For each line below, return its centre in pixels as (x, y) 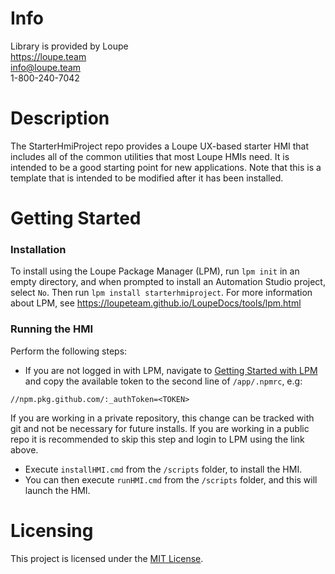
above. (24, 449)
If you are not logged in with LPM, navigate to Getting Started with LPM (171, 370)
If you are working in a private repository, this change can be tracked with (162, 418)
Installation (38, 249)
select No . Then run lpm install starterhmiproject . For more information (161, 293)
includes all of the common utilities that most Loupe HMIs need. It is (150, 156)
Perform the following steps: (69, 351)
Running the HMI (52, 329)
